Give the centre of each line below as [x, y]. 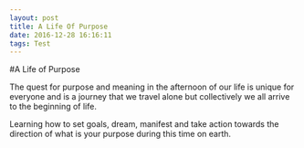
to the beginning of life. [53, 107]
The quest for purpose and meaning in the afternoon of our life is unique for [152, 87]
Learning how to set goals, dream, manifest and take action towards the [144, 124]
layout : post [34, 18]
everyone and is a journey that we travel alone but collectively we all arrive [150, 97]
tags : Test [30, 43]
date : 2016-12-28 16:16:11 [61, 35]
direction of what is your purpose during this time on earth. [120, 134]
